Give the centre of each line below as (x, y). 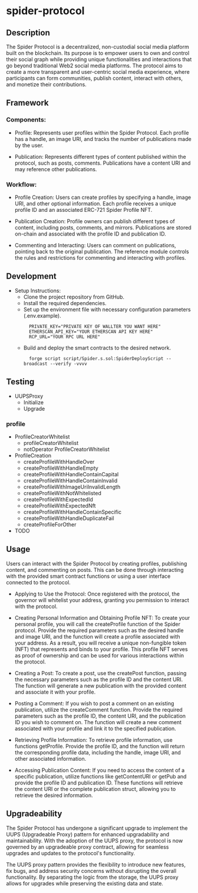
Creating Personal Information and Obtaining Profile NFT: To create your (102, 617)
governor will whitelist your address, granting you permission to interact (102, 600)
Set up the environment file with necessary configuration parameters (107, 309)
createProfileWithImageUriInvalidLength (72, 487)
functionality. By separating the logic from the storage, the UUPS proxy (92, 877)
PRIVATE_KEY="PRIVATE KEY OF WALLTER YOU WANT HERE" (95, 326)
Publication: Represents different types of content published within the (100, 156)
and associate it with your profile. (55, 692)
